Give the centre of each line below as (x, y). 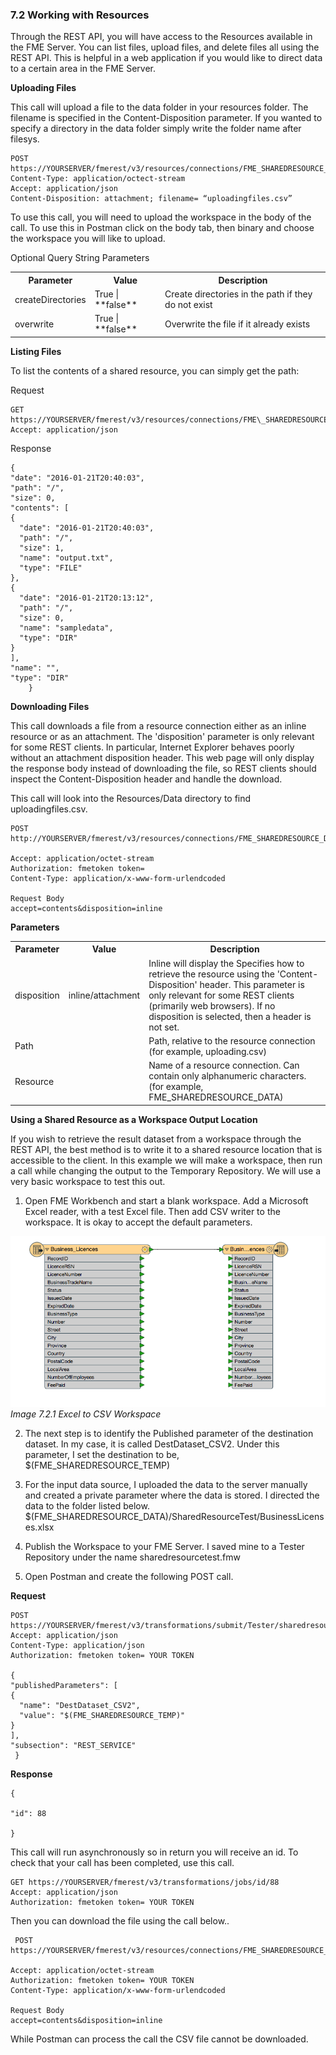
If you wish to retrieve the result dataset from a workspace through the (156, 1139)
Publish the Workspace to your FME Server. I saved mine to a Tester (164, 1547)
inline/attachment (104, 995)
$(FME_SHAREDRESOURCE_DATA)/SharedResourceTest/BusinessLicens (174, 1517)
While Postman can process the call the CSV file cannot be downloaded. (159, 2039)
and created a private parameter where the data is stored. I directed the (172, 1495)
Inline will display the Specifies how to (226, 963)
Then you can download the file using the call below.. (120, 1921)
